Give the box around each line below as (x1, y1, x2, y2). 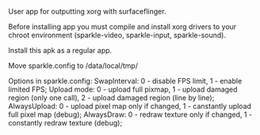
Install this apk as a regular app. (8, 46, 113, 54)
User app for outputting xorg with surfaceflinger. (8, 7, 166, 16)
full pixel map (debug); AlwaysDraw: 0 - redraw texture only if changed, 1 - (8, 110, 252, 119)
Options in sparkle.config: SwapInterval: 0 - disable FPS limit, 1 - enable (8, 77, 243, 85)
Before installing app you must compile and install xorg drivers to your (8, 22, 237, 31)
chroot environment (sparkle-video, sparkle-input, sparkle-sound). (8, 31, 226, 39)
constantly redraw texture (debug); (8, 118, 123, 127)
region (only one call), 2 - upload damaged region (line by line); (8, 93, 215, 102)
